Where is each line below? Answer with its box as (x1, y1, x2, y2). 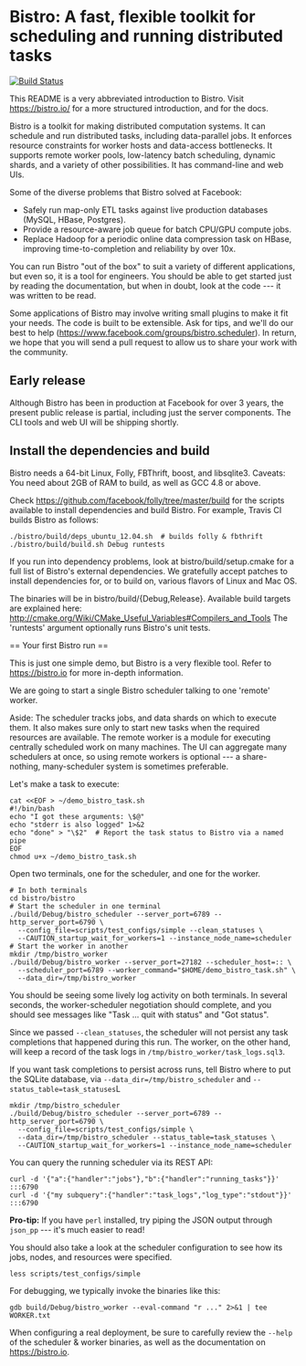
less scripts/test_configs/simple (9, 1269, 142, 1278)
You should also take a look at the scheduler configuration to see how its (9, 1242, 283, 1253)
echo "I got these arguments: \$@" (9, 812, 145, 821)
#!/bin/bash (9, 804, 55, 814)
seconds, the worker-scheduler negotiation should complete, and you (9, 999, 272, 1010)
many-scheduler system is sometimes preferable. (42, 761, 229, 772)
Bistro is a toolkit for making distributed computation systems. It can (9, 121, 266, 131)
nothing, (9, 761, 41, 772)
